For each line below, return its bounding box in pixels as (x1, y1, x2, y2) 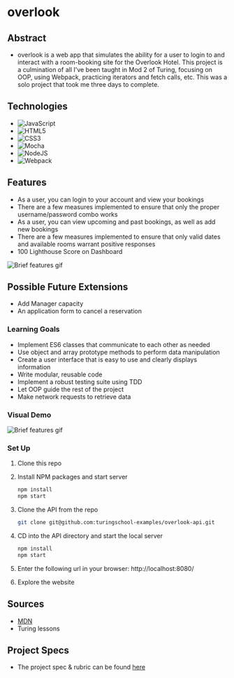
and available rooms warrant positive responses (17, 239, 156, 248)
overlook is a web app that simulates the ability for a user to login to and (17, 50, 225, 59)
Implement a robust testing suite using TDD (17, 377, 142, 386)
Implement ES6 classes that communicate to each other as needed (17, 340, 211, 348)
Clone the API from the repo (17, 505, 98, 514)
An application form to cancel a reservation (17, 307, 142, 316)
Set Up (7, 443, 31, 453)
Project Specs (7, 644, 70, 656)
